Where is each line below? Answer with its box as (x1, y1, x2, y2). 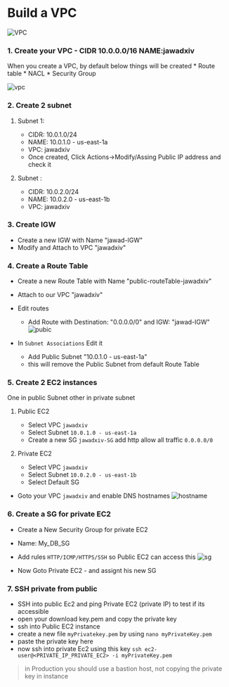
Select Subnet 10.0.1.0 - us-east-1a (27, 428, 137, 437)
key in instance (24, 672, 69, 681)
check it (27, 160, 51, 168)
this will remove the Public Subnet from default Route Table (27, 360, 200, 369)
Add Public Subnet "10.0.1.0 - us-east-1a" (27, 353, 148, 361)
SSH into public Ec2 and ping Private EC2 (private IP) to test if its (17, 600, 205, 608)
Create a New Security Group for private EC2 (17, 525, 149, 534)
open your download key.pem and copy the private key (17, 614, 177, 624)
